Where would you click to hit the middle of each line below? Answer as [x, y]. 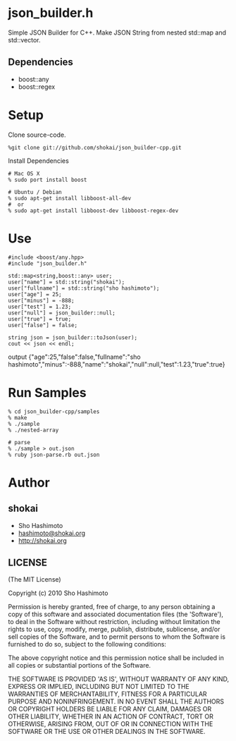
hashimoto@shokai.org [52, 533]
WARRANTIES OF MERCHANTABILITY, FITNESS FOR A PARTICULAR [107, 694]
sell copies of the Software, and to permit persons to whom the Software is [117, 637]
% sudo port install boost [48, 180]
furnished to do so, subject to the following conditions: [87, 644]
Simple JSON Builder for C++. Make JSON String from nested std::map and [117, 32]
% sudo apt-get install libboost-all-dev [70, 198]
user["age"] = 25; [35, 294]
